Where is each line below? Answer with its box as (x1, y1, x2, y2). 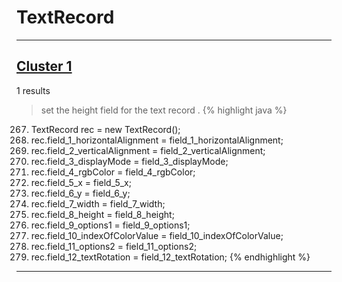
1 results (16, 84, 51, 96)
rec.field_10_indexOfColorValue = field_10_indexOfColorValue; (30, 229, 284, 241)
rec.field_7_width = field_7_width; (30, 197, 166, 210)
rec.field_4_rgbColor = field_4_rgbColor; (30, 166, 196, 178)
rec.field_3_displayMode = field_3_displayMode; (30, 155, 229, 167)
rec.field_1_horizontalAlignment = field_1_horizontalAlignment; (30, 134, 284, 146)
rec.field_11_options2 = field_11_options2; (30, 240, 198, 252)
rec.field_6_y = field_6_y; (30, 187, 131, 199)
